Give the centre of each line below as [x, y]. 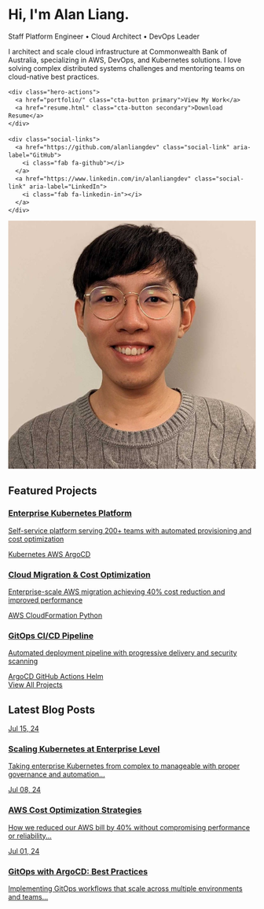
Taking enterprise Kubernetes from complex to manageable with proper [124, 766]
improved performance [46, 599]
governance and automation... [57, 774]
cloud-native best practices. [54, 76]
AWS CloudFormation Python [55, 615]
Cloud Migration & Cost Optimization [79, 574]
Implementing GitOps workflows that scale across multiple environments [125, 889]
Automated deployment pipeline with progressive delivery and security [123, 653]
